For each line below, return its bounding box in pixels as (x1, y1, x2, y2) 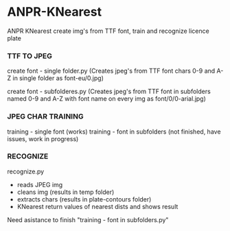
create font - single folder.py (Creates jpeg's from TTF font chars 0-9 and (7, 66, 216, 75)
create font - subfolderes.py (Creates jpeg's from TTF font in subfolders (7, 87, 211, 96)
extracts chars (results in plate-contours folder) (16, 195, 152, 203)
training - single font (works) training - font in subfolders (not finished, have (7, 127, 221, 136)
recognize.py (7, 167, 45, 175)
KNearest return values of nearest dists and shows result (16, 202, 179, 210)
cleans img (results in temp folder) (16, 188, 115, 196)
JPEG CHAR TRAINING (7, 112, 84, 121)
